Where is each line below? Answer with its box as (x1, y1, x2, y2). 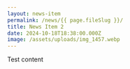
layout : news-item (7, 10, 61, 17)
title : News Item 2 (7, 23, 64, 30)
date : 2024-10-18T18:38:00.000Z (7, 29, 101, 37)
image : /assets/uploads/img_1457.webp (7, 36, 120, 43)
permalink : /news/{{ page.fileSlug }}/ (7, 17, 124, 24)
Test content (7, 55, 44, 63)
